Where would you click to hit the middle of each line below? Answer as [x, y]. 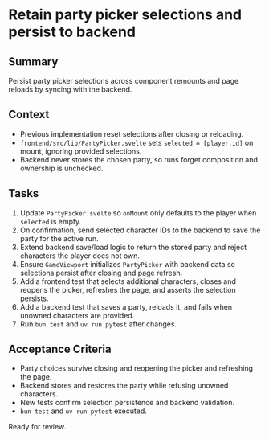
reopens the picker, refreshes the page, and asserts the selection [128, 289]
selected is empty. [51, 221]
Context [29, 115]
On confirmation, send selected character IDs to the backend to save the [140, 230]
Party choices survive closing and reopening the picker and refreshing [136, 368]
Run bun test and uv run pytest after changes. [98, 324]
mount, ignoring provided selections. [81, 151]
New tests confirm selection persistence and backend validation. [127, 403]
